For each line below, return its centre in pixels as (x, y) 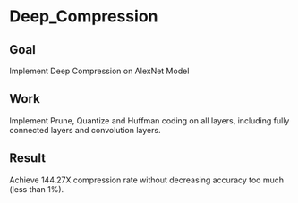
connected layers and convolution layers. (85, 130)
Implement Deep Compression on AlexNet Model (99, 71)
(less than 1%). (37, 189)
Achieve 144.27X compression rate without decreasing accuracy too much (147, 180)
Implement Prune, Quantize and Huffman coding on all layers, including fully (149, 120)
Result (28, 158)
